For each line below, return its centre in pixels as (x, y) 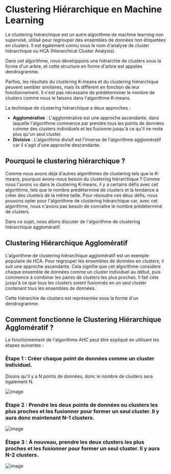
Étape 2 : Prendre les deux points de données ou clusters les (82, 405)
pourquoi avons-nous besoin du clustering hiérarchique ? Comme (91, 179)
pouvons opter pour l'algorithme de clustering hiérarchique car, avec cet (81, 200)
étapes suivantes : (25, 345)
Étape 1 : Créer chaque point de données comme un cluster (80, 359)
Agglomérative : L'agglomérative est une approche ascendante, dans (86, 118)
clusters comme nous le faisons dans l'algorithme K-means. (68, 98)
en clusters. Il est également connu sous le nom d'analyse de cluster (77, 45)
